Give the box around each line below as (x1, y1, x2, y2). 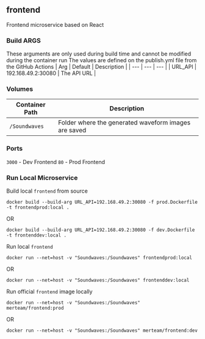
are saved (57, 126, 87, 135)
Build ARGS (6, 36, 41, 45)
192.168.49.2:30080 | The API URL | (6, 70, 96, 77)
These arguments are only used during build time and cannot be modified (6, 50, 192, 57)
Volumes (6, 85, 34, 93)
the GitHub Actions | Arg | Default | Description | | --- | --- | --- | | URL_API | (6, 63, 197, 71)
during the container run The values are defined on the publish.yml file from (6, 57, 197, 64)
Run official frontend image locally (6, 288, 93, 295)
